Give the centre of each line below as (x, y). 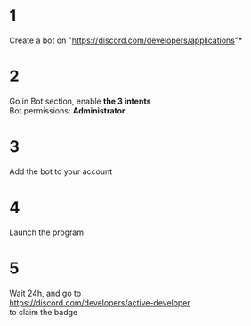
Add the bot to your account (61, 171)
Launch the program (47, 232)
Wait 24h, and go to (45, 293)
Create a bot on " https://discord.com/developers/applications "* (126, 40)
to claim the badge (44, 312)
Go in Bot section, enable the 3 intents (80, 101)
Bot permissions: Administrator (68, 110)
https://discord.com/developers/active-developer (100, 302)
